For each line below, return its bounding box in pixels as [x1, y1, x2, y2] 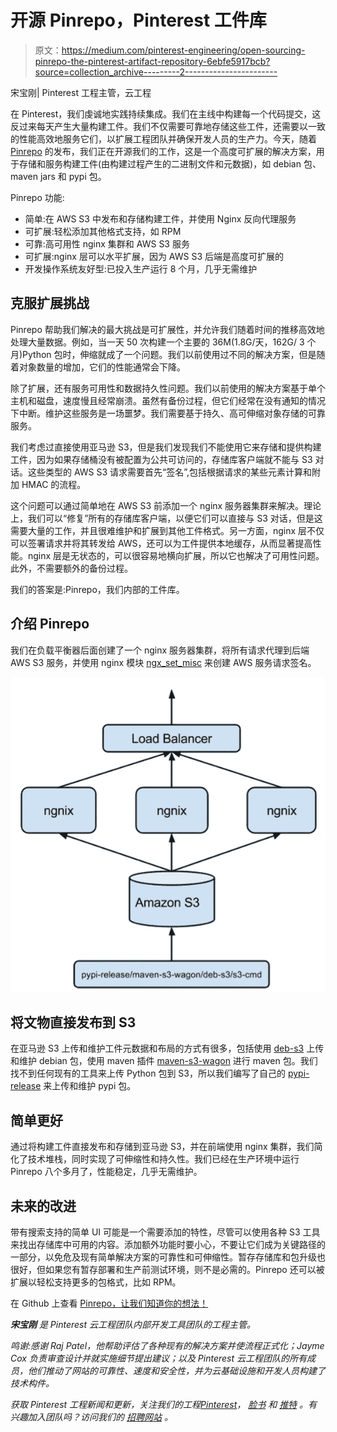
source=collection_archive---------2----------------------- [34, 66, 278, 78]
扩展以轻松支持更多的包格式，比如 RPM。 [10, 1276, 182, 1288]
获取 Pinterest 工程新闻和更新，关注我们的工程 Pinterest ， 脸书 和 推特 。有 [10, 1399, 318, 1410]
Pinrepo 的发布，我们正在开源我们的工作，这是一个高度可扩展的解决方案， [10, 145, 317, 157]
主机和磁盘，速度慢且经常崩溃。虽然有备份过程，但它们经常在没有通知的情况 [10, 394, 326, 406]
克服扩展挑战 [10, 295, 90, 312]
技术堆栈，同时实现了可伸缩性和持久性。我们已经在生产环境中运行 [27, 1153, 300, 1165]
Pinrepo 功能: [10, 191, 65, 203]
